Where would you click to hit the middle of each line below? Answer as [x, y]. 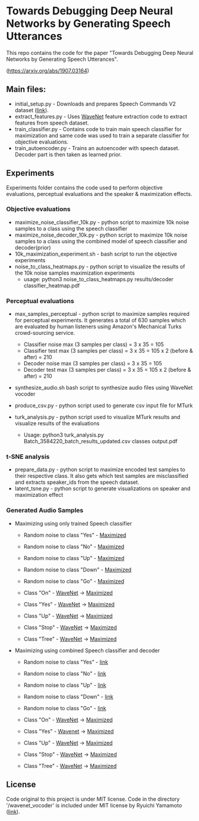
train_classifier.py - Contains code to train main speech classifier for [98, 129]
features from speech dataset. [52, 123]
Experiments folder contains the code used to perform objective [85, 187]
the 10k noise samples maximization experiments [75, 273]
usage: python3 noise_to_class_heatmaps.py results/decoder [99, 279]
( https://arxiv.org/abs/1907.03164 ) [48, 70]
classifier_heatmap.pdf [52, 285]
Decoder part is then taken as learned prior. [68, 154]
